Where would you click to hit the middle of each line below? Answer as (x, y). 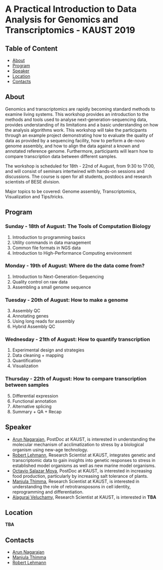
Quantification (27, 361)
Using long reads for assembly (43, 321)
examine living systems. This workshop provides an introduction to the (77, 114)
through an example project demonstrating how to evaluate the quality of (79, 135)
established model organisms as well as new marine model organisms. (84, 465)
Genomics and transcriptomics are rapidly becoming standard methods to (80, 109)
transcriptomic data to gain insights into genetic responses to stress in (84, 460)
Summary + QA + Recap (37, 411)
